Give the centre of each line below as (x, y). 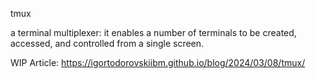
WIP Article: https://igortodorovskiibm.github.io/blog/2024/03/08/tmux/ (158, 62)
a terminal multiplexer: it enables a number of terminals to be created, (153, 32)
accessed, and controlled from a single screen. (107, 43)
